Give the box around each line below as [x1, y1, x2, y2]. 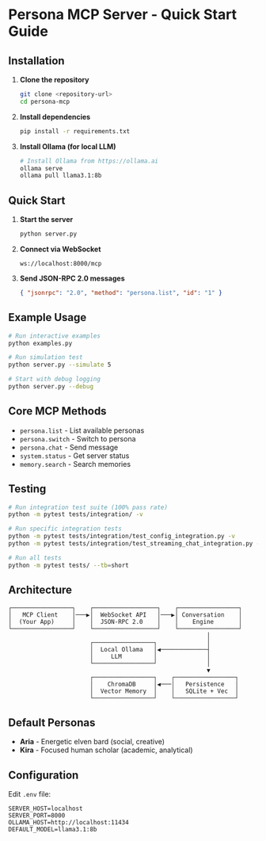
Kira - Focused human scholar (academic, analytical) [19, 745, 193, 755]
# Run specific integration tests [8, 525, 123, 533]
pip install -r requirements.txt [19, 127, 131, 136]
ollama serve [19, 164, 63, 172]
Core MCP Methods [8, 404, 107, 418]
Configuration [8, 768, 79, 782]
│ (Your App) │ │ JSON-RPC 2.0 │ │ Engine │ [8, 618, 243, 626]
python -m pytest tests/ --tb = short [8, 561, 129, 569]
